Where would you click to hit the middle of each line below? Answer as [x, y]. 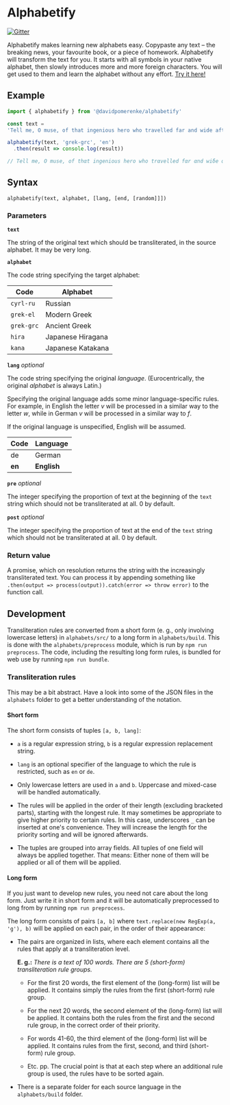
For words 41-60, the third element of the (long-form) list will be [117, 1038]
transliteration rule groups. [54, 969]
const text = [26, 124]
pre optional [24, 483]
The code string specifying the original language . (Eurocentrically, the [106, 378]
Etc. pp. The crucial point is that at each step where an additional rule [125, 1066]
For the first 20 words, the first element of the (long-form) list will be [124, 982]
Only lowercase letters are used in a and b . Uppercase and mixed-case [117, 785]
